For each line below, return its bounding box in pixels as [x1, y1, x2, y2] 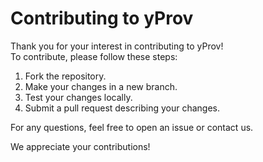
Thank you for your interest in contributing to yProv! [10, 40, 224, 52]
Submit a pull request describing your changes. [24, 102, 221, 114]
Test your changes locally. [24, 91, 133, 103]
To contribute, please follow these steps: [10, 50, 178, 62]
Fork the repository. [24, 70, 107, 82]
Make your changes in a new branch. [24, 80, 178, 92]
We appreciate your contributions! [10, 140, 151, 152]
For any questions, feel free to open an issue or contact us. [10, 121, 254, 133]
